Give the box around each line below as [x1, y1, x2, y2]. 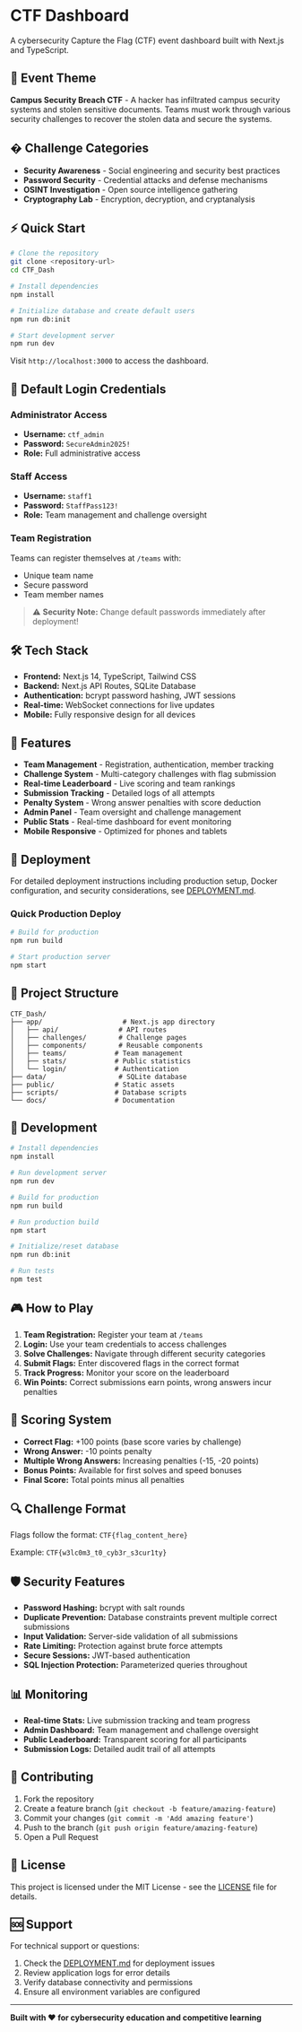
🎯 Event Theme [10, 71, 97, 86]
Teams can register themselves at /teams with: [10, 553, 182, 563]
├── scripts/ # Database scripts [10, 1087, 187, 1097]
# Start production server [10, 953, 111, 962]
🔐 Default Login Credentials [10, 381, 167, 397]
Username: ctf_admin [22, 428, 105, 440]
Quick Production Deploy [10, 907, 122, 920]
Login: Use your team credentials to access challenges [22, 1339, 228, 1349]
